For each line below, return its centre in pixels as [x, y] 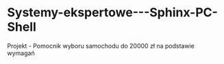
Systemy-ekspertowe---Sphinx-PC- [112, 13]
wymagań [21, 53]
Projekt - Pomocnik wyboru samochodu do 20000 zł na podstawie [101, 46]
